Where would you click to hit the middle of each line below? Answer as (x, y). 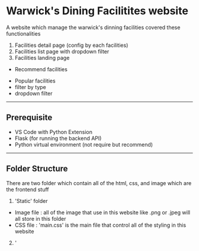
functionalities (23, 33)
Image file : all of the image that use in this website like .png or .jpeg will (102, 212)
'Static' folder (31, 201)
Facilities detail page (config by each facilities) (71, 45)
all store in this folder (40, 218)
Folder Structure (37, 169)
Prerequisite (29, 118)
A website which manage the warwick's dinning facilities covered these (93, 27)
